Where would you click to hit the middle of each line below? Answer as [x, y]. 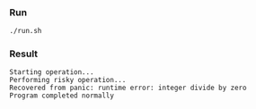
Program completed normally [62, 96]
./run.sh [26, 31]
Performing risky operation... [68, 80]
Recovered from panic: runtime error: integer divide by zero [128, 88]
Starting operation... [52, 72]
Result [24, 54]
